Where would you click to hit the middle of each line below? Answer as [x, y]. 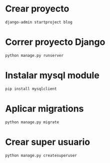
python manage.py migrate [32, 122]
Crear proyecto [37, 9]
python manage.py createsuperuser [41, 155]
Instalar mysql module [52, 75]
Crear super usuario [48, 142]
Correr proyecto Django [55, 42]
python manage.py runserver [34, 55]
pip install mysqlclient [31, 89]
